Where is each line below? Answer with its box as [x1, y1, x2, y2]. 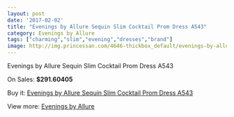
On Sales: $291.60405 [7, 75, 73, 84]
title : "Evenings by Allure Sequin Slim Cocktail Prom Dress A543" [7, 23, 208, 30]
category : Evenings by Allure [7, 29, 95, 37]
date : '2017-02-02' [7, 17, 64, 24]
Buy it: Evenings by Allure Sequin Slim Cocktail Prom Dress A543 [7, 88, 194, 97]
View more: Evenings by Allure [7, 102, 95, 110]
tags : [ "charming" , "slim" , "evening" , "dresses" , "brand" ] [7, 36, 173, 43]
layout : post [7, 10, 45, 17]
